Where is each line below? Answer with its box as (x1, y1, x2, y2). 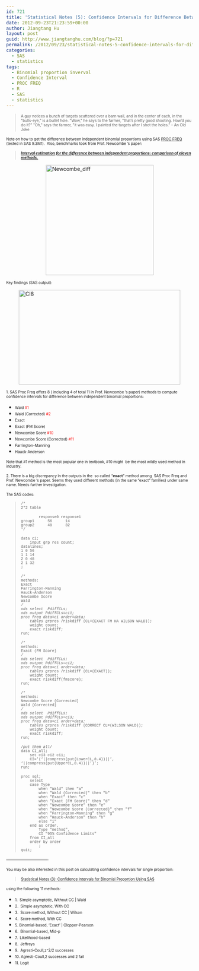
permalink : (6, 42, 33, 48)
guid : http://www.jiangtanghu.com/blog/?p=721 (6, 36, 123, 42)
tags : (6, 64, 20, 70)
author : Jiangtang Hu (6, 25, 60, 31)
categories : (6, 47, 36, 53)
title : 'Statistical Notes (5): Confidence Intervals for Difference (6, 14, 182, 20)
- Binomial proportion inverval (11, 69, 92, 75)
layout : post (6, 31, 38, 37)
